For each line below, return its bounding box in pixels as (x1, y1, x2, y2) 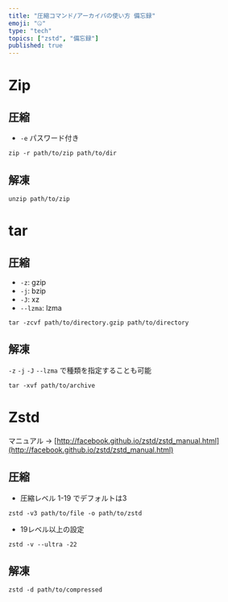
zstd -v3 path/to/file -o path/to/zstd (8, 509, 143, 517)
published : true (8, 42, 63, 50)
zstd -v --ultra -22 (8, 540, 78, 548)
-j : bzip (19, 286, 47, 295)
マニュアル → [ (8, 435, 57, 445)
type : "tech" (8, 27, 52, 35)
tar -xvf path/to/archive (8, 381, 95, 390)
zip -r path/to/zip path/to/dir (8, 150, 117, 158)
